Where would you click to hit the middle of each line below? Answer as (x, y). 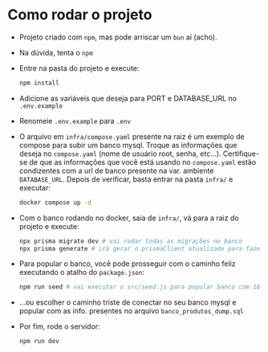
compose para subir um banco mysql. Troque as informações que (128, 145)
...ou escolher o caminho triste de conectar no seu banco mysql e (128, 302)
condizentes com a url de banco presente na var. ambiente (116, 170)
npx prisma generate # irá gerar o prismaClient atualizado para (130, 248)
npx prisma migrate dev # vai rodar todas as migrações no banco (130, 241)
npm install (39, 83)
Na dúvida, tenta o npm (56, 52)
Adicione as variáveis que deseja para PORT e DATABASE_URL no (128, 98)
